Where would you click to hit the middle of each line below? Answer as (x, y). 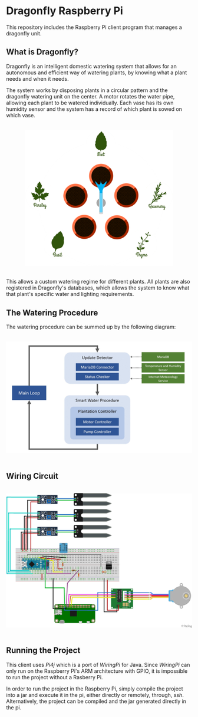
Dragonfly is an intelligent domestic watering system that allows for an (91, 66)
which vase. (21, 115)
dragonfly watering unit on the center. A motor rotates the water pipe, (90, 96)
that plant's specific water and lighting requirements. (70, 294)
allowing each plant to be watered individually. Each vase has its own (90, 103)
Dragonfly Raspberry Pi (65, 11)
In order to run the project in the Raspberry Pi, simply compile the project (95, 689)
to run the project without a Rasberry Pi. (55, 677)
